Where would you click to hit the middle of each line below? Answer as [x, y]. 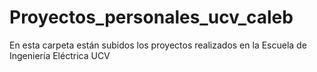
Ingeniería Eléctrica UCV [60, 55]
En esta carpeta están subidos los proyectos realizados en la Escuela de [158, 45]
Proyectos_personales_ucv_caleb [151, 17]
